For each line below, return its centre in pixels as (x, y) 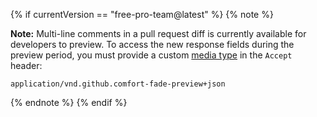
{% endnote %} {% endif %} (69, 102)
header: (26, 65)
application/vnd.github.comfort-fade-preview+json (118, 84)
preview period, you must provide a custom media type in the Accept (151, 55)
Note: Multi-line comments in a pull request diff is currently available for (158, 33)
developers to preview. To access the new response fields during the (152, 44)
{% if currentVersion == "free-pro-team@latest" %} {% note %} (142, 14)
